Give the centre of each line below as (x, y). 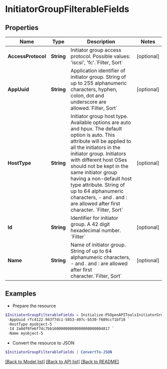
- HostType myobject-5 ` (32, 324)
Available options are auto (101, 122)
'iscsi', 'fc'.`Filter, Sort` (97, 62)
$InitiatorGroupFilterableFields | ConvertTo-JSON (59, 352)
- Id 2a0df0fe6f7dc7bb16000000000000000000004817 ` (61, 329)
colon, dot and (87, 96)
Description (101, 42)
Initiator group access (96, 50)
